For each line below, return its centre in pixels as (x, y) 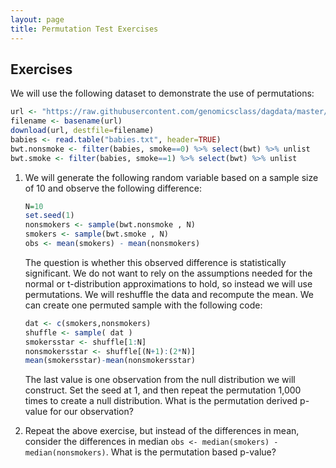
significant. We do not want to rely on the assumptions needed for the (168, 273)
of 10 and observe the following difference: (113, 188)
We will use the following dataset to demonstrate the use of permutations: (162, 93)
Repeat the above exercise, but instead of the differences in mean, (162, 431)
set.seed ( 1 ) (49, 216)
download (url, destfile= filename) (82, 131)
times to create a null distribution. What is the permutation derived (161, 401)
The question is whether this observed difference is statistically (155, 262)
